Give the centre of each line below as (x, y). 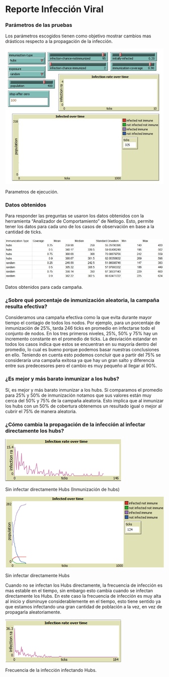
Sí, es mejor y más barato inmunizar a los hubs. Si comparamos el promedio (84, 390)
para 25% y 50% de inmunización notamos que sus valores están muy (78, 395)
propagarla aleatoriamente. (33, 612)
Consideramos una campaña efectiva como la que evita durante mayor (79, 318)
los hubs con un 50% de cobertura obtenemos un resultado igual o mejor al (83, 406)
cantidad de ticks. (24, 232)
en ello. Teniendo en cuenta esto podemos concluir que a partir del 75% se (83, 355)
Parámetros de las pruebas (39, 25)
